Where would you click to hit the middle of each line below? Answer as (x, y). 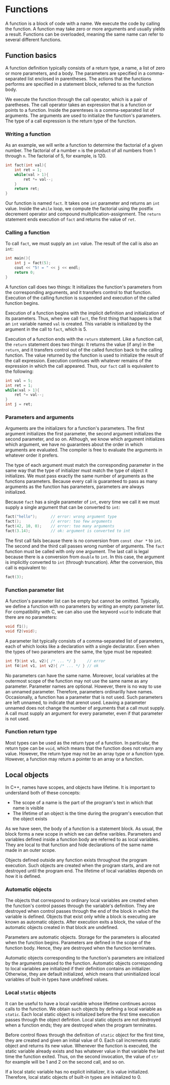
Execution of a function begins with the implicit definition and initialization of (85, 313)
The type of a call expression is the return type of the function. (71, 121)
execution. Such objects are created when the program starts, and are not (82, 865)
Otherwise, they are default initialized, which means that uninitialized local (83, 974)
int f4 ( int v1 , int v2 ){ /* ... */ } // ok (52, 666)
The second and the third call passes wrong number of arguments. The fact (85, 546)
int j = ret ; (19, 404)
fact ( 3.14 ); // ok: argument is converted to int (68, 531)
